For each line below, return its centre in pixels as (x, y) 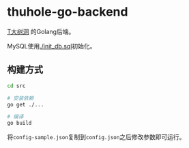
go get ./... (26, 104)
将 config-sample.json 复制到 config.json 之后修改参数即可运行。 (96, 137)
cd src (16, 86)
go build (19, 123)
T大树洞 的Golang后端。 (41, 31)
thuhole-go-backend (68, 12)
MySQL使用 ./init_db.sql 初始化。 (52, 46)
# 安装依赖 (20, 98)
